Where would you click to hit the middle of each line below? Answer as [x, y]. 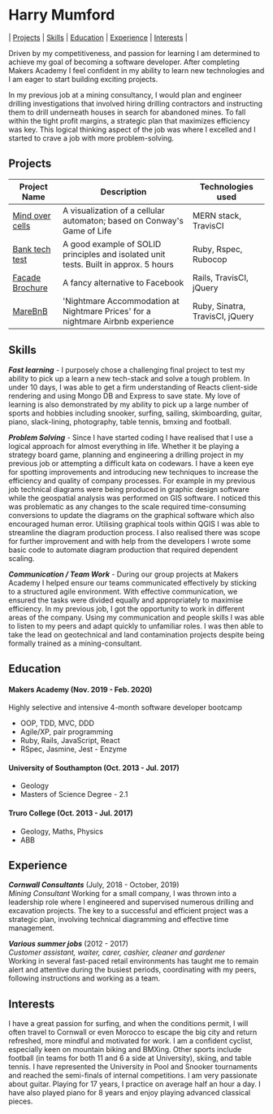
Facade [27, 277]
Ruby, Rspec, [217, 249]
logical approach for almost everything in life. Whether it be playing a [124, 446]
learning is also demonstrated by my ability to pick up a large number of [129, 404]
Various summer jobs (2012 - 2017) [68, 944]
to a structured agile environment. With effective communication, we [123, 591]
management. [32, 928]
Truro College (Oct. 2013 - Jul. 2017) [71, 813]
